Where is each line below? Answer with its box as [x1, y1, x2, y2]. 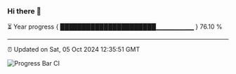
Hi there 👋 [7, 6, 42, 16]
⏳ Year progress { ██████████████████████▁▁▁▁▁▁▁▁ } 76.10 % [7, 22, 223, 31]
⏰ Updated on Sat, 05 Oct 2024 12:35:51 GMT [7, 45, 140, 54]
